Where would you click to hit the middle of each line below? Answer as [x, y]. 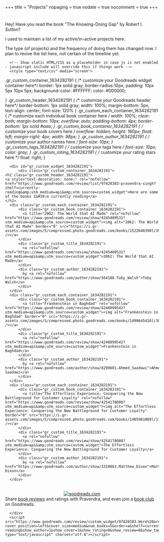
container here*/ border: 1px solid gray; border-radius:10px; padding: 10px [80, 86]
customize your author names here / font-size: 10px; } [59, 142]
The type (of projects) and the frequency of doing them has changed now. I [81, 49]
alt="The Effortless [135, 407]
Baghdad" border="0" [26, 317]
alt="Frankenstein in [136, 312]
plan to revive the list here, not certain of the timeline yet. [62, 54]
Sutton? [13, 29]
